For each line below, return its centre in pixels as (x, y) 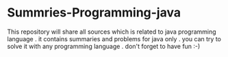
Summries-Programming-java (94, 13)
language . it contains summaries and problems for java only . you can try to (114, 38)
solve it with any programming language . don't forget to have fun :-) (104, 46)
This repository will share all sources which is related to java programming (112, 32)
